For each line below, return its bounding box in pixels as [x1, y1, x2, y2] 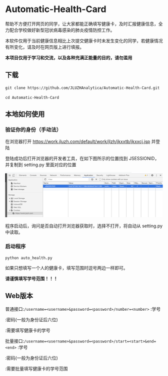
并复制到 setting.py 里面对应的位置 [5, 162, 76, 168]
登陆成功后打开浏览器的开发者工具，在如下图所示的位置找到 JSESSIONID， [5, 156, 159, 162]
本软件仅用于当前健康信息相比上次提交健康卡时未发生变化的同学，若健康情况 [5, 38, 163, 44]
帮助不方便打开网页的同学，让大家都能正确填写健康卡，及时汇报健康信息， [5, 21, 158, 27]
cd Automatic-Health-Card [5, 95, 59, 100]
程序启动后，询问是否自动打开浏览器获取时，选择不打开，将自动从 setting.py [5, 222, 163, 229]
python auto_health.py [5, 255, 52, 261]
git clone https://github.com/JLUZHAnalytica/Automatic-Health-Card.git [5, 85, 160, 90]
